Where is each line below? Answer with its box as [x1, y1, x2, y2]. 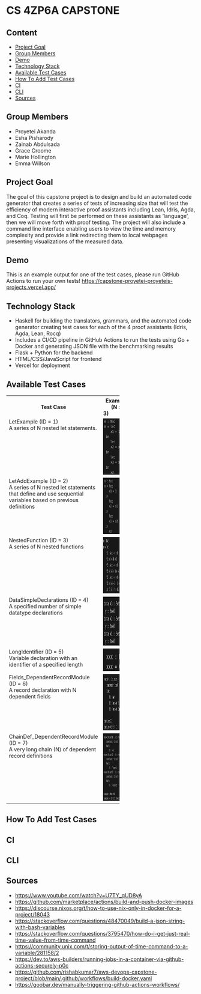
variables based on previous [8, 497, 79, 504]
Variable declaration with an [8, 654, 78, 661]
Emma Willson [14, 160, 50, 167]
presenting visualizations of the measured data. [6, 238, 124, 245]
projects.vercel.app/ [6, 283, 56, 291]
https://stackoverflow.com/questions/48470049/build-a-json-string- [14, 917, 185, 924]
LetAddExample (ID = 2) [8, 477, 69, 485]
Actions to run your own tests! [6, 277, 81, 285]
